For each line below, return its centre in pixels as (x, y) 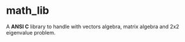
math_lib (28, 11)
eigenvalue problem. (31, 32)
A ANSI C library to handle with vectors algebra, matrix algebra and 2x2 (93, 26)
